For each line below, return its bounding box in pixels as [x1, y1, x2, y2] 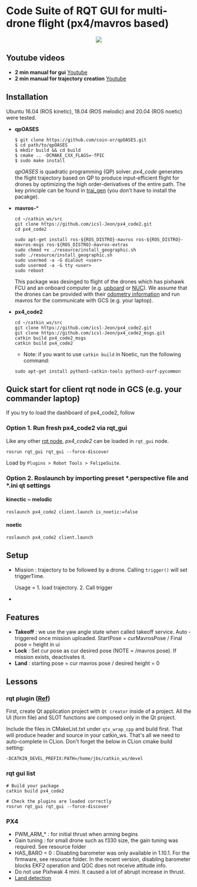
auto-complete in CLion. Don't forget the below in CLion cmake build [6, 738, 172, 745]
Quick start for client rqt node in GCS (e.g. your [6, 384, 182, 394]
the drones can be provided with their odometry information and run [14, 291, 181, 298]
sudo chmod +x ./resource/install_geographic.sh [14, 247, 136, 253]
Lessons [6, 677, 38, 687]
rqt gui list [6, 769, 36, 778]
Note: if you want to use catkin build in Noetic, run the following [23, 350, 181, 358]
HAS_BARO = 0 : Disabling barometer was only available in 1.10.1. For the [14, 849, 190, 856]
